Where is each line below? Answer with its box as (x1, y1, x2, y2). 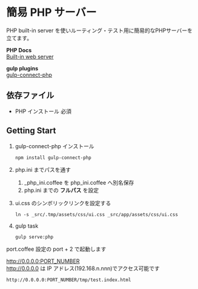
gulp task (15, 222, 39, 229)
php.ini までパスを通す (15, 166, 71, 173)
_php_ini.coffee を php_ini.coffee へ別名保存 (24, 178, 134, 186)
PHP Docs (6, 46, 32, 53)
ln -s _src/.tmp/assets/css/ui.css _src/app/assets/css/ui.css (15, 211, 179, 217)
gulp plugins (6, 64, 39, 72)
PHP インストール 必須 (15, 107, 71, 115)
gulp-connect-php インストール (15, 142, 94, 149)
